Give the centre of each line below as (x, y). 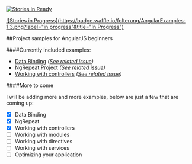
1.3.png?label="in (27, 27)
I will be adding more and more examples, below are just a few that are (92, 97)
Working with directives (44, 142)
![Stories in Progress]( (33, 20)
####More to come (30, 85)
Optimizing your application (48, 155)
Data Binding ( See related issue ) (54, 61)
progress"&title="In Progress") (87, 27)
